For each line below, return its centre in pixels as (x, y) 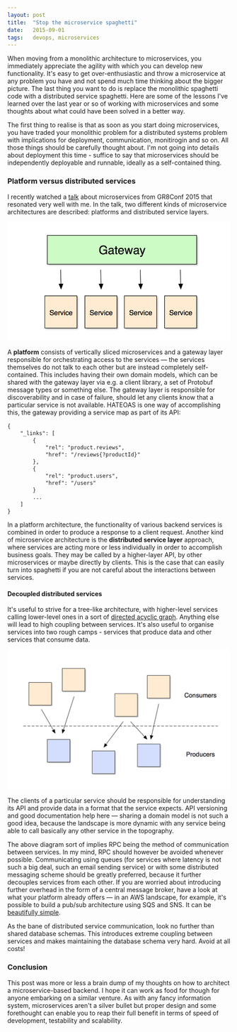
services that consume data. (49, 639)
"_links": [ (37, 434)
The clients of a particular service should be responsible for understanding (116, 801)
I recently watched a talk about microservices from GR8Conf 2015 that (110, 197)
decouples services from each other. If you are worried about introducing (114, 882)
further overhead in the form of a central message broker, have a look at (112, 890)
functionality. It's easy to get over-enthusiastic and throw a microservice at (116, 74)
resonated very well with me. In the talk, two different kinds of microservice (117, 204)
